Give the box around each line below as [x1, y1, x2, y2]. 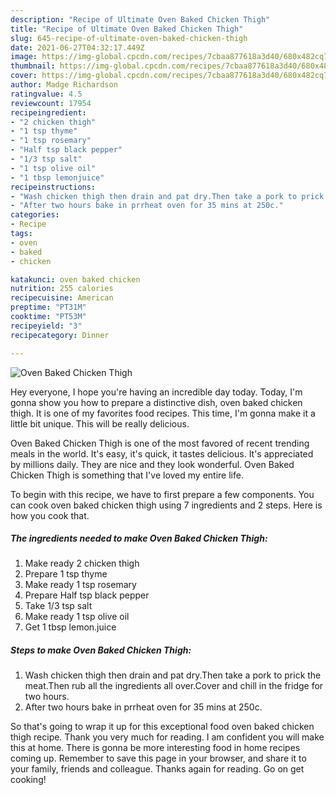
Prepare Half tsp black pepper [24, 589, 150, 601]
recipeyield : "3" [10, 321, 83, 331]
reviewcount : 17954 [10, 98, 92, 108]
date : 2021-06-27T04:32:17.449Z [10, 42, 145, 53]
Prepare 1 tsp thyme [24, 568, 108, 580]
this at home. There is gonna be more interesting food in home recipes [10, 742, 301, 754]
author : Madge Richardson [10, 80, 118, 90]
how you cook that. [10, 509, 90, 521]
